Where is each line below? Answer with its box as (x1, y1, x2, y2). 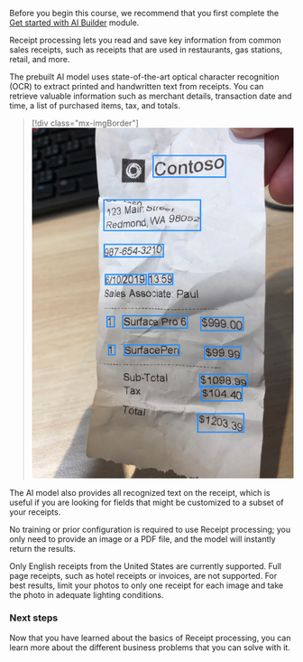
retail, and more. (9, 54, 70, 64)
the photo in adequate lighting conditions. (9, 589, 164, 600)
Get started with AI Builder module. (9, 17, 140, 28)
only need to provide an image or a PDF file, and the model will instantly (9, 533, 277, 545)
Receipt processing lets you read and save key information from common (9, 35, 281, 45)
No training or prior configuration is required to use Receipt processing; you (9, 524, 291, 535)
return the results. (9, 543, 77, 554)
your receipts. (9, 506, 61, 517)
